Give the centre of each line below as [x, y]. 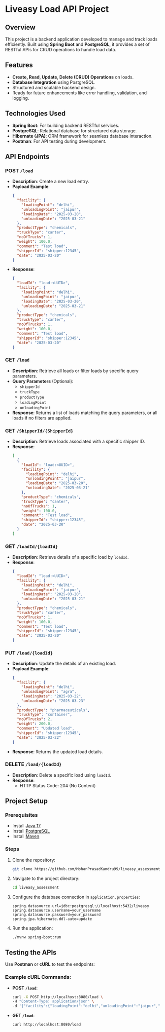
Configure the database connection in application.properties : [76, 897]
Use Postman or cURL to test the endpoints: [50, 964]
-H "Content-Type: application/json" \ [53, 1001]
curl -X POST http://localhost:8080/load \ [58, 997]
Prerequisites [21, 815]
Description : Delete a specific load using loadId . [62, 775]
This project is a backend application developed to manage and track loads [81, 39]
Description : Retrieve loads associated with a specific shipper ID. [79, 441]
